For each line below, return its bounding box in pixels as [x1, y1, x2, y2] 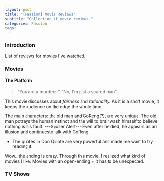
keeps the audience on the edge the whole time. [5, 103, 103, 109]
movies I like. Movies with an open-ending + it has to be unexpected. [5, 158, 145, 164]
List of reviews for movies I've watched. [5, 53, 86, 59]
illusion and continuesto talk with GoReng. [5, 129, 90, 135]
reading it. [12, 144, 33, 149]
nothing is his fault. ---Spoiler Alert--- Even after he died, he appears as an [5, 123, 157, 129]
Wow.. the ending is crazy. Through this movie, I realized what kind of [5, 153, 146, 159]
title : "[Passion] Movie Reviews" [5, 12, 76, 17]
